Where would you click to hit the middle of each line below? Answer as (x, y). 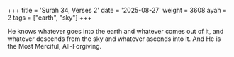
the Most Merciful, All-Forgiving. (55, 46)
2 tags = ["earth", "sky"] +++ (50, 18)
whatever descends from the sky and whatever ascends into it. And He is (114, 39)
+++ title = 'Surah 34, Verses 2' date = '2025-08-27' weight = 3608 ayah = (117, 10)
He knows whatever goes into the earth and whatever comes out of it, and (116, 31)
